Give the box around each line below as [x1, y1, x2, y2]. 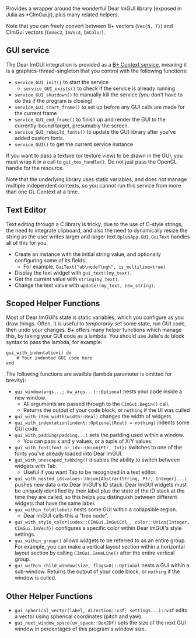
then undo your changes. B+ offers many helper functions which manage [6, 327, 182, 334]
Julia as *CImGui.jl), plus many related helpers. [6, 11, 120, 18]
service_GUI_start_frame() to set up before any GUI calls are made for [14, 103, 185, 110]
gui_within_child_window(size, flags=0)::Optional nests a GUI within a [14, 562, 190, 569]
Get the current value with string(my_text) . [14, 275, 120, 282]
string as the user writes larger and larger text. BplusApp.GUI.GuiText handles [6, 233, 190, 240]
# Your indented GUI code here [16, 355, 93, 361]
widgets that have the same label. [14, 500, 96, 507]
